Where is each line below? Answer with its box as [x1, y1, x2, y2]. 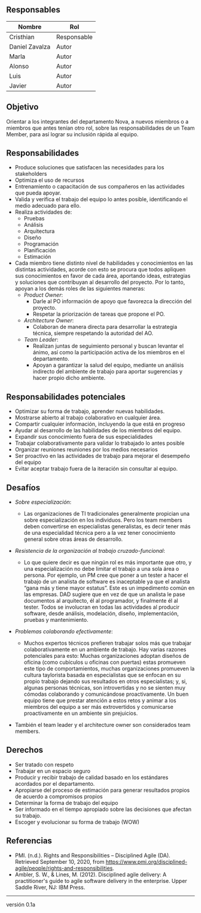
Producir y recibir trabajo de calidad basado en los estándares [14, 774, 169, 781]
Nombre [17, 22, 42, 31]
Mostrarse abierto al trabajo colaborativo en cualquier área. [14, 414, 162, 421]
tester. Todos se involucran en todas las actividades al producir [23, 603, 179, 611]
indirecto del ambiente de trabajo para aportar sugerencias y [32, 368, 182, 375]
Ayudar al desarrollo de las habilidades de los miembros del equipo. [14, 427, 182, 434]
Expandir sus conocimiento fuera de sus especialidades [14, 433, 153, 441]
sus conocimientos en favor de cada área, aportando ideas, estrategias [14, 273, 191, 280]
